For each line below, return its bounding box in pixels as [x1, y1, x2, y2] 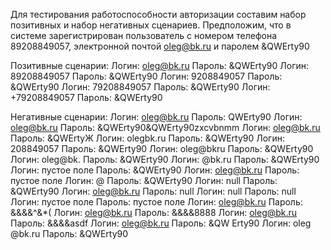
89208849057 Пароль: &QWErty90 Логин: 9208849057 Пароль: [10, 70, 283, 82]
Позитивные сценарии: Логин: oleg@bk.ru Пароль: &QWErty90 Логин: [10, 60, 310, 71]
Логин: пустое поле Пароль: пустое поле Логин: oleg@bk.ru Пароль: [10, 196, 303, 208]
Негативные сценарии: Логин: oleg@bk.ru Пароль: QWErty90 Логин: [10, 111, 303, 123]
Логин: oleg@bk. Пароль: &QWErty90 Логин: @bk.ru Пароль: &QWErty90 [10, 154, 320, 165]
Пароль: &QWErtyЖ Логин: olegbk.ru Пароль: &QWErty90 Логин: [10, 132, 285, 144]
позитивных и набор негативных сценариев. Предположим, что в [10, 19, 292, 31]
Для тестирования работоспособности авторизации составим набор [10, 9, 307, 20]
